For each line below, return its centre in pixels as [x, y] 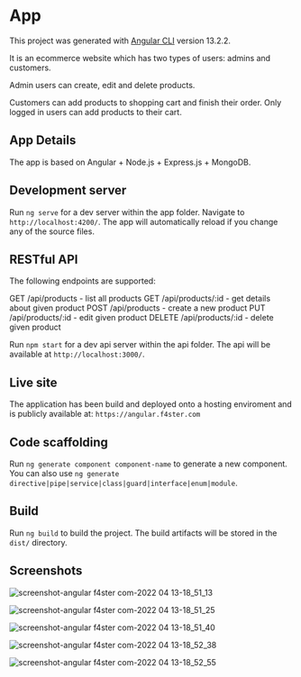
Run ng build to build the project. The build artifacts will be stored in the [143, 533]
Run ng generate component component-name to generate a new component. [149, 464]
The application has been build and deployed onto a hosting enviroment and [151, 404]
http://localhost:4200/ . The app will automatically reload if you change [144, 221]
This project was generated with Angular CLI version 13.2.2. [120, 41]
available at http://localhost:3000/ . [77, 354]
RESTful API [44, 259]
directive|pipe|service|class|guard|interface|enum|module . [123, 483]
